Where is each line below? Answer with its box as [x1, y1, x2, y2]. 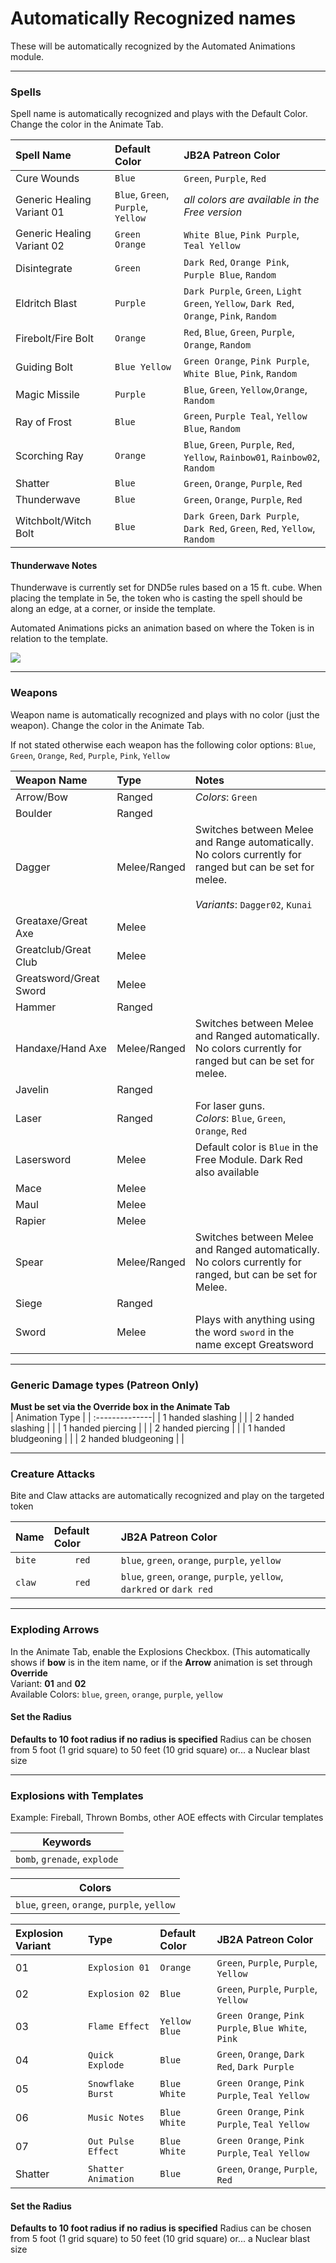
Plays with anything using [194, 1312, 315, 1326]
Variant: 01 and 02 [10, 1677, 87, 1689]
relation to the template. [10, 633, 109, 645]
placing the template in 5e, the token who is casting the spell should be [10, 592, 303, 604]
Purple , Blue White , [216, 2021, 308, 2035]
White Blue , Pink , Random [183, 367, 298, 381]
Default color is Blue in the [194, 1140, 319, 1154]
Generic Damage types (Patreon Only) [10, 1378, 200, 1392]
